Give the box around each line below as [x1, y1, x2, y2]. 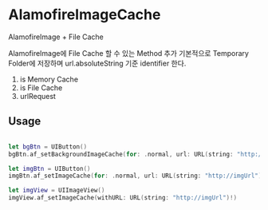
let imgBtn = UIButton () [8, 164, 91, 172]
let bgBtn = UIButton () [8, 142, 88, 151]
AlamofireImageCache [8, 6, 161, 24]
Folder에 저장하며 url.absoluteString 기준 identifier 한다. [8, 58, 187, 68]
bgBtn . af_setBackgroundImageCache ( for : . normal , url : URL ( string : [8, 150, 234, 158]
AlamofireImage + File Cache [8, 32, 104, 42]
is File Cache [19, 82, 63, 93]
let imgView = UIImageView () [8, 186, 105, 195]
